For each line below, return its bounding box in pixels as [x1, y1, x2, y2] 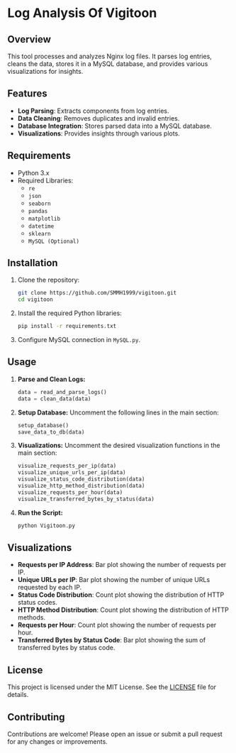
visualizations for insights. [7, 67, 84, 75]
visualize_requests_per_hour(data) [17, 488, 123, 496]
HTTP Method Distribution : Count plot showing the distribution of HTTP [17, 605, 229, 615]
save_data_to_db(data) [17, 428, 85, 436]
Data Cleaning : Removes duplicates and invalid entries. [17, 114, 180, 122]
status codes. [17, 598, 58, 607]
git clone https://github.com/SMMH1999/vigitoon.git [17, 290, 177, 297]
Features [7, 87, 47, 100]
